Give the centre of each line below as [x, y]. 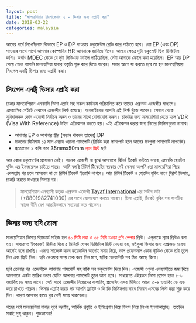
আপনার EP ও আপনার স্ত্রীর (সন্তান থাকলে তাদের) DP [59, 135]
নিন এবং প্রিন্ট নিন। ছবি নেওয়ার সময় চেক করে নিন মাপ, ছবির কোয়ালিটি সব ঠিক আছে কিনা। [83, 257]
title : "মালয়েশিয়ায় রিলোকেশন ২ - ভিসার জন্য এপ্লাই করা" [58, 17]
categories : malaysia [32, 28]
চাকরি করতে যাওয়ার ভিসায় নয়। [33, 180]
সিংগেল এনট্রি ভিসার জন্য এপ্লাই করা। [37, 71]
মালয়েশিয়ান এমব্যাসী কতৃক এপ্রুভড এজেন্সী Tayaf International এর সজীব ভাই [90, 191]
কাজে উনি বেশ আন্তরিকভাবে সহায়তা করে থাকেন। [61, 205]
